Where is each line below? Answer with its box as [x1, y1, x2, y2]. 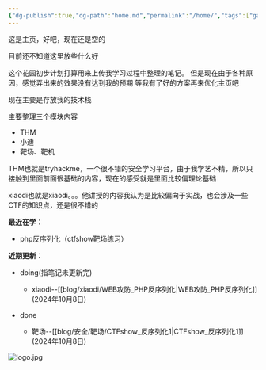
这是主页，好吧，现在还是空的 [8, 34, 105, 44]
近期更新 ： [8, 250, 44, 260]
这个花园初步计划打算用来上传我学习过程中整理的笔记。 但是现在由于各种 [8, 68, 246, 78]
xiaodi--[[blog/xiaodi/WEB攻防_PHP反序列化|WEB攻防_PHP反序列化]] [31, 284, 258, 294]
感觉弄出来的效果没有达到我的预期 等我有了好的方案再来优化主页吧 [21, 78, 239, 87]
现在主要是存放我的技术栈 [8, 94, 92, 104]
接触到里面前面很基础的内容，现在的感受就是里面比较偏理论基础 [8, 174, 216, 183]
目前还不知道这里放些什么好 [8, 51, 99, 60]
